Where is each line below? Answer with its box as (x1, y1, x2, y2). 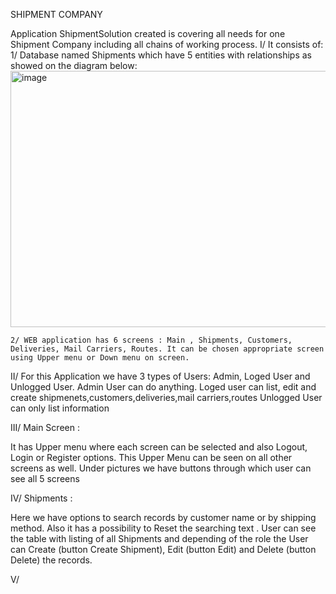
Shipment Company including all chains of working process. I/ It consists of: (10, 39, 324, 50)
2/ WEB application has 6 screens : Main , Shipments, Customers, (10, 335, 293, 345)
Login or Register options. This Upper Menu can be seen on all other (10, 452, 293, 463)
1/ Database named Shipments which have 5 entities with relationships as (10, 49, 312, 61)
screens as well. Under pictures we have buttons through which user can (10, 462, 312, 474)
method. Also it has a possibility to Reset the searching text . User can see (10, 522, 317, 534)
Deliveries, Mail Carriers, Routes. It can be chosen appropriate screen (10, 344, 325, 354)
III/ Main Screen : (10, 422, 80, 433)
